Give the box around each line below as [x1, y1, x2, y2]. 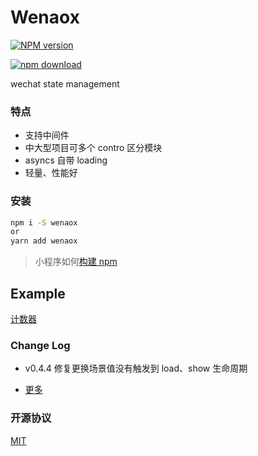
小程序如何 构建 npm [34, 256, 118, 268]
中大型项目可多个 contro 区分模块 [24, 142, 163, 154]
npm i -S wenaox [10, 217, 78, 228]
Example [10, 285, 66, 302]
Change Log [10, 338, 71, 352]
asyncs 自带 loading [24, 154, 108, 166]
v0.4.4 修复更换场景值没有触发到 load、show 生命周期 [24, 362, 248, 375]
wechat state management [10, 77, 120, 90]
